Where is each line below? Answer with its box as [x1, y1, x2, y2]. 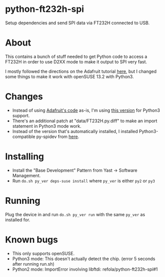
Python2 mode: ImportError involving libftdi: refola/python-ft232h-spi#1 [12, 266, 158, 272]
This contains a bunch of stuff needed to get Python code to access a [5, 53, 147, 59]
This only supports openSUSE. [12, 250, 75, 256]
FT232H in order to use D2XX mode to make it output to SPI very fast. [5, 58, 147, 65]
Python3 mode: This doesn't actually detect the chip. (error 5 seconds [12, 256, 156, 262]
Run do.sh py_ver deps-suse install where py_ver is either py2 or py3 [12, 178, 155, 184]
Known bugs [5, 234, 58, 245]
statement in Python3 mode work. [12, 123, 82, 129]
